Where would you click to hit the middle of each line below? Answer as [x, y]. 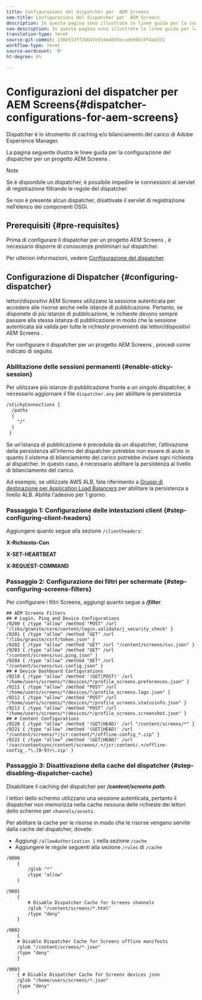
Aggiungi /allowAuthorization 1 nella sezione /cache [81, 840]
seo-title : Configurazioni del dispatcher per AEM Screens [83, 17]
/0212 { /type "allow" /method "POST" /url [62, 698]
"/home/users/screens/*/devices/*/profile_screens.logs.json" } [88, 692]
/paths [20, 411]
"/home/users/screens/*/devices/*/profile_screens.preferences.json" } [98, 682]
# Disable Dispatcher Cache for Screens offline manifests [93, 941]
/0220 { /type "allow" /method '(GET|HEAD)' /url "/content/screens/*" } [101, 724]
